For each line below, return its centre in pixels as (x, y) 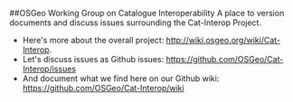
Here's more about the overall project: (93, 40)
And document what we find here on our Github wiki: (121, 79)
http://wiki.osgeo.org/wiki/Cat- (223, 40)
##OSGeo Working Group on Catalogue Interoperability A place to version (147, 13)
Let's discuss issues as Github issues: (93, 59)
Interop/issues (49, 69)
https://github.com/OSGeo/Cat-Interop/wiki (103, 88)
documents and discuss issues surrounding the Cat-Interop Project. (136, 23)
